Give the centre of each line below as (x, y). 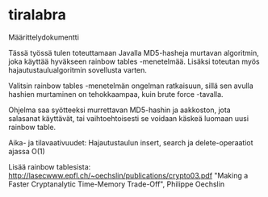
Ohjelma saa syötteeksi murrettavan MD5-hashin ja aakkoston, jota (120, 110)
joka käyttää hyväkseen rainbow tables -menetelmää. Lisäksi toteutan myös (134, 61)
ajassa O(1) (27, 151)
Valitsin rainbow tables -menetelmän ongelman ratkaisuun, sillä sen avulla (131, 86)
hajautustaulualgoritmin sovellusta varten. (78, 69)
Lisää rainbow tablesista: (50, 166)
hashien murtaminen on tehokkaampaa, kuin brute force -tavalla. (116, 94)
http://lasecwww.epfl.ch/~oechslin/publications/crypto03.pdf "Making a (128, 175)
